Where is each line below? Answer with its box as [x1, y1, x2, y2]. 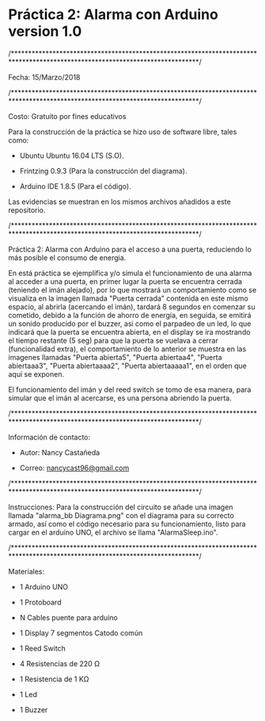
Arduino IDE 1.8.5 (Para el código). [19, 181, 132, 191]
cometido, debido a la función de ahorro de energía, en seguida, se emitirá [8, 310, 252, 320]
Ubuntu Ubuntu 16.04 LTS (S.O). [19, 151, 124, 160]
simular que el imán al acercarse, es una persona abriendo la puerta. [8, 393, 232, 402]
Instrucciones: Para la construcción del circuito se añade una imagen [8, 502, 233, 512]
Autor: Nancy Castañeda [19, 447, 100, 457]
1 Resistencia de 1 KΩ [19, 674, 89, 684]
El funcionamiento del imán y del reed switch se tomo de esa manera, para [8, 385, 252, 394]
